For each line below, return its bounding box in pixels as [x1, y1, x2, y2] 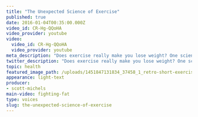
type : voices [6, 96, 38, 102]
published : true [6, 14, 46, 20]
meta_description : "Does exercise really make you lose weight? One [6, 53, 178, 58]
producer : [6, 80, 31, 86]
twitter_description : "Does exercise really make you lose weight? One [6, 58, 186, 64]
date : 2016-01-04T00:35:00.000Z [6, 19, 85, 25]
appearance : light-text [6, 74, 65, 80]
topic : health [6, 63, 41, 70]
